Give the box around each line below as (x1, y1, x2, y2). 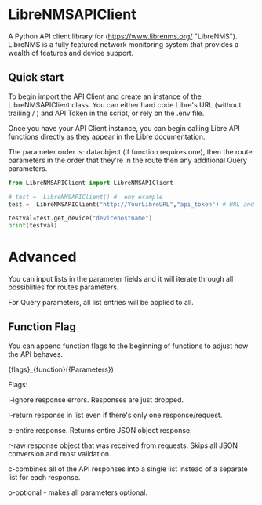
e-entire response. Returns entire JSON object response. (8, 425, 192, 434)
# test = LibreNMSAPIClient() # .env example (8, 193, 163, 201)
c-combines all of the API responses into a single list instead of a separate (8, 464, 249, 474)
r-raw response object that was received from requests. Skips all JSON (8, 441, 238, 450)
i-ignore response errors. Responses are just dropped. (8, 394, 184, 405)
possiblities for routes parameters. (8, 282, 119, 292)
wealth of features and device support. (8, 48, 134, 57)
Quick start (8, 71, 64, 84)
